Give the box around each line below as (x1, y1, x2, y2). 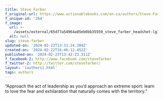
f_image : (5, 20, 23, 26)
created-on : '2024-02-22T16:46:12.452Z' (5, 47, 88, 52)
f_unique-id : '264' (5, 16, 45, 21)
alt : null (9, 34, 29, 39)
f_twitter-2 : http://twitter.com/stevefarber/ (5, 61, 101, 66)
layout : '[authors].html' (5, 66, 57, 71)
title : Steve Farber (5, 7, 47, 12)
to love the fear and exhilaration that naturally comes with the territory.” (5, 88, 147, 94)
